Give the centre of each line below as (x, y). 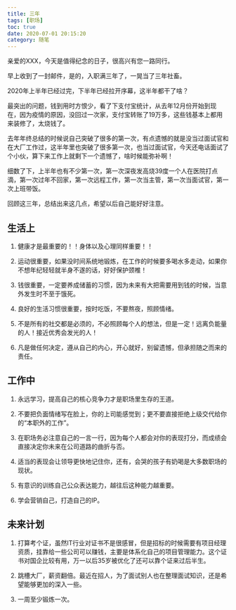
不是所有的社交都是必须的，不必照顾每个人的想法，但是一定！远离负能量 (122, 323)
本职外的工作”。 (50, 423)
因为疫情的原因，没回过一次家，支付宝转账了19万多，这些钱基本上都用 (121, 115)
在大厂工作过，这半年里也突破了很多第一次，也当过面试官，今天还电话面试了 (118, 147)
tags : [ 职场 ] (25, 20)
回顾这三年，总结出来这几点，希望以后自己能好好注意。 (87, 204)
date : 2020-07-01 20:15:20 (47, 33)
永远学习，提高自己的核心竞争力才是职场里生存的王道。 (97, 399)
